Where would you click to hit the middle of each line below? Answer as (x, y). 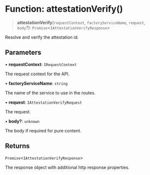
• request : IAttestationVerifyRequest (43, 102)
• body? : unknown (22, 121)
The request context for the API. (37, 74)
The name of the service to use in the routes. (50, 93)
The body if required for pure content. (43, 131)
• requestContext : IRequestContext (41, 64)
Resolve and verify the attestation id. (42, 37)
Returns (18, 146)
